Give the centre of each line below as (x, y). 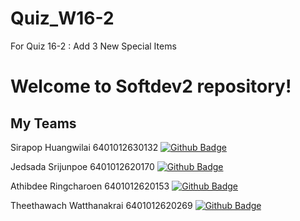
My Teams (43, 123)
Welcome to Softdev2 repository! (151, 86)
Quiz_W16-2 (62, 18)
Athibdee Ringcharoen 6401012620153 (90, 186)
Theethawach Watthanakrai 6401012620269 (101, 205)
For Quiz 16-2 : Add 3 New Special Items (93, 46)
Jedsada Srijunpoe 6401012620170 (82, 166)
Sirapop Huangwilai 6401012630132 (84, 147)
